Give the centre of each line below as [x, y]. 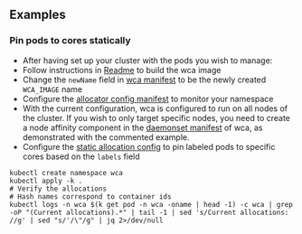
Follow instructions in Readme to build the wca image [122, 70]
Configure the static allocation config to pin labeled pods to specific [149, 146]
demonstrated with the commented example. [106, 137]
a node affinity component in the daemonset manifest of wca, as [142, 127]
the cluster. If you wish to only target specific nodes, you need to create [156, 117]
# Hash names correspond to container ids [90, 197]
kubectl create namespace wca [66, 173]
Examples [38, 15]
